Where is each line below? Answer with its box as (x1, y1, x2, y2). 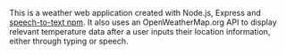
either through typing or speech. (9, 35, 129, 46)
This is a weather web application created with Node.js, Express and (9, 8, 262, 18)
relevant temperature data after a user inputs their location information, (9, 27, 271, 36)
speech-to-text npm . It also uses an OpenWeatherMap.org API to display (9, 17, 277, 27)
